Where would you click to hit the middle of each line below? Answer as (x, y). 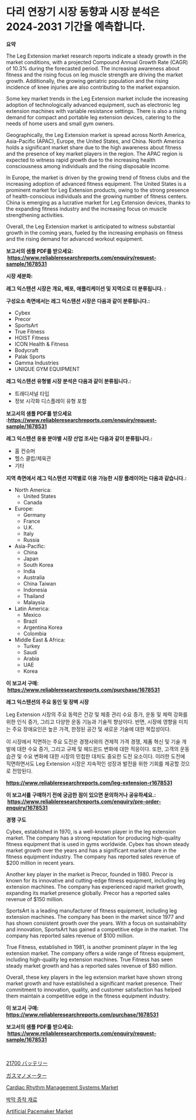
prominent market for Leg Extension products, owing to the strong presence (98, 190)
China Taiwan (40, 583)
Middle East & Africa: (40, 640)
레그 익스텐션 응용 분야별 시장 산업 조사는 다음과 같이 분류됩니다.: (79, 438)
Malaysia (34, 602)
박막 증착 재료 (22, 1099)
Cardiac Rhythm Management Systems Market (62, 1087)
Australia (34, 577)
